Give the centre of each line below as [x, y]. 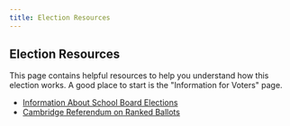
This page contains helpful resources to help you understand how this [139, 76]
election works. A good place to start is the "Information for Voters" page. [146, 85]
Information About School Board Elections [100, 103]
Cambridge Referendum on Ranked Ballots [101, 112]
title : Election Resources [60, 18]
